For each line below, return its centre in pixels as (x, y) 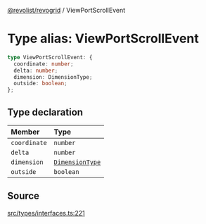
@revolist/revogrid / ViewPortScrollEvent (66, 10)
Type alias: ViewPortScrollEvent (103, 39)
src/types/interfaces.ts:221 (46, 213)
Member (25, 132)
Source (24, 196)
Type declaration (45, 112)
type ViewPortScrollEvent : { (50, 57)
